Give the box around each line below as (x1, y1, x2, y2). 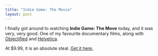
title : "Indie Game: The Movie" (5, 7, 72, 12)
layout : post (5, 12, 32, 17)
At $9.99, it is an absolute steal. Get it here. (5, 45, 93, 51)
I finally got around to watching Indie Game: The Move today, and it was (5, 25, 153, 31)
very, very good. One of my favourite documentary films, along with (5, 30, 144, 36)
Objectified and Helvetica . (5, 35, 59, 42)
